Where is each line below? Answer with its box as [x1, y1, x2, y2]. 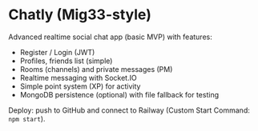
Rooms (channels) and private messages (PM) [19, 64, 173, 73]
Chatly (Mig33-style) [8, 6, 152, 24]
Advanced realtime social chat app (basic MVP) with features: [8, 32, 212, 42]
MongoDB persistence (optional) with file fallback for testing [19, 89, 219, 99]
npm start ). [8, 113, 46, 123]
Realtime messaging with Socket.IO [19, 73, 138, 82]
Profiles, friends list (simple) [19, 56, 113, 65]
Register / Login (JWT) [19, 47, 95, 57]
